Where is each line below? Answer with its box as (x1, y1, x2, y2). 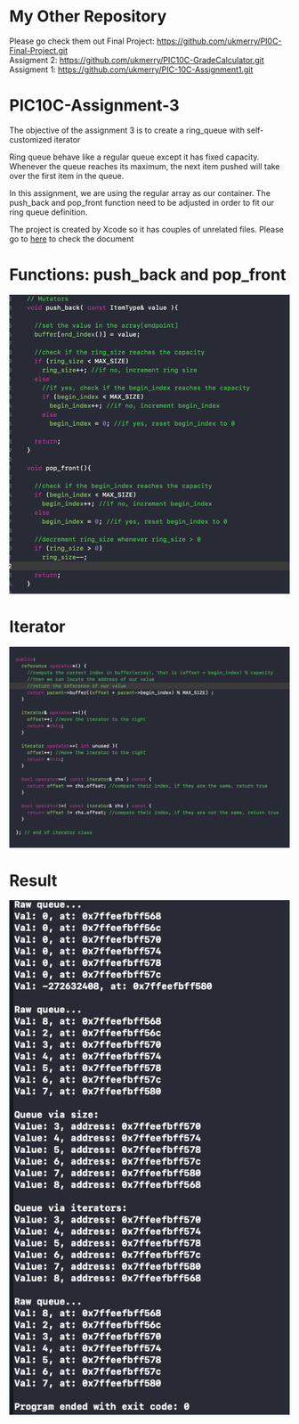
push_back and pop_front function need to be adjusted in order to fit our (9, 197, 274, 208)
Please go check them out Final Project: (9, 36, 156, 46)
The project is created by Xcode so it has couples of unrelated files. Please (9, 224, 285, 234)
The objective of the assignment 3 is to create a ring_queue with (9, 125, 245, 135)
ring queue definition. (9, 207, 88, 217)
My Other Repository (9, 6, 167, 27)
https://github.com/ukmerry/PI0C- (156, 36, 282, 46)
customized (9, 134, 53, 144)
